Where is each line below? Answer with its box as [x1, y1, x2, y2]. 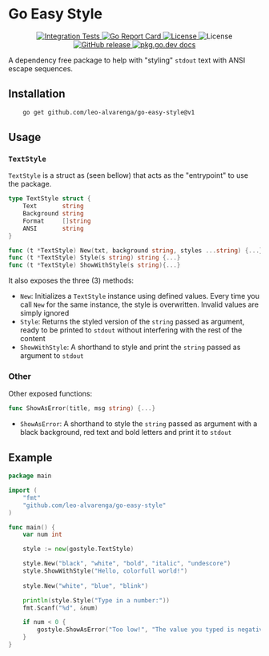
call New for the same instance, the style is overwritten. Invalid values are [19, 300, 259, 309]
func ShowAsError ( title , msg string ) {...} [8, 404, 156, 413]
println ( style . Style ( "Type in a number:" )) [22, 596, 171, 605]
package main [8, 472, 52, 481]
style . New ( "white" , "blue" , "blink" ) [22, 582, 149, 590]
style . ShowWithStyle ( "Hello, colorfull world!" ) [22, 567, 188, 575]
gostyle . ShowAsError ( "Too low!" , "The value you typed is [37, 626, 235, 634]
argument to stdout [19, 351, 84, 360]
